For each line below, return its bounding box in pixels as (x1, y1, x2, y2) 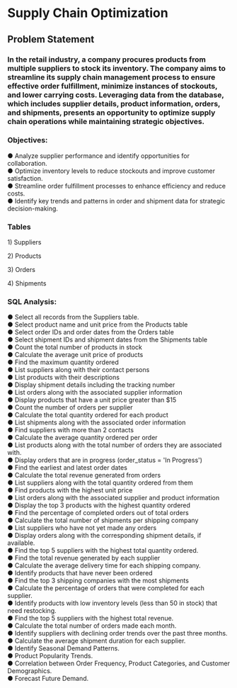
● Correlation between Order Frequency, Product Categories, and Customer (7, 659, 230, 667)
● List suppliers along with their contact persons (7, 366, 150, 374)
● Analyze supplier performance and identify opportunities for (7, 151, 190, 160)
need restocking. (7, 607, 57, 615)
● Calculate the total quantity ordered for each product (7, 411, 168, 419)
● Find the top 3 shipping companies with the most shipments (7, 576, 190, 585)
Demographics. (7, 667, 52, 675)
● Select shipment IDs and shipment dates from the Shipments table (7, 335, 207, 344)
